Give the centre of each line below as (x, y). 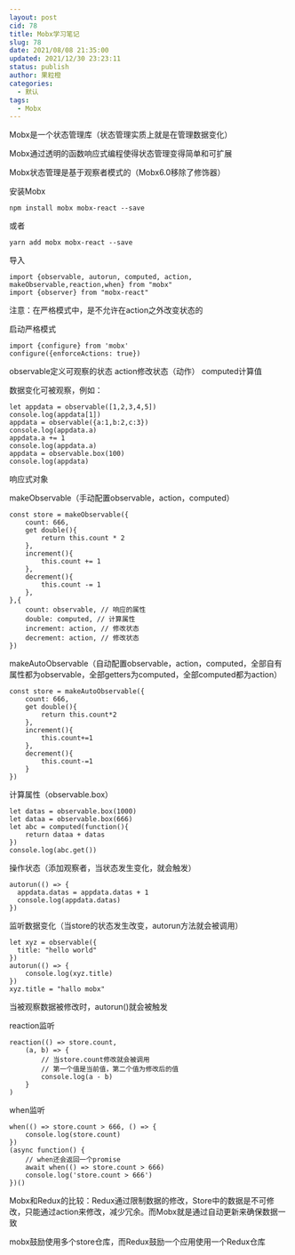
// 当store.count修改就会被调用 (96, 1060)
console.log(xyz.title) (69, 974)
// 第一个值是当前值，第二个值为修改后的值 (110, 1069)
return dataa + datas (65, 835)
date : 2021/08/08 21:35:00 (59, 51)
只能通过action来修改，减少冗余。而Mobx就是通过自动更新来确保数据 (151, 1212)
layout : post (33, 17)
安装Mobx (28, 191)
